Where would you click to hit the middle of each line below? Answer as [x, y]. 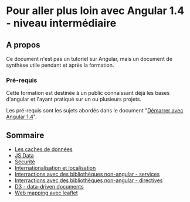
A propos [23, 45]
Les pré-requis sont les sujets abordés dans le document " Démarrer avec [95, 111]
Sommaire [25, 135]
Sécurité [25, 162]
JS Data [24, 156]
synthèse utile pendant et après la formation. [60, 65]
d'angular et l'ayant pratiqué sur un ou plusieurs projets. [74, 99]
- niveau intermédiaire [61, 23]
